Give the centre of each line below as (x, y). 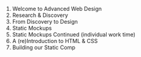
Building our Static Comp (44, 47)
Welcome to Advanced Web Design (57, 9)
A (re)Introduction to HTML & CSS (55, 41)
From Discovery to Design (45, 22)
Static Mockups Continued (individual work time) (74, 35)
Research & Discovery (40, 15)
